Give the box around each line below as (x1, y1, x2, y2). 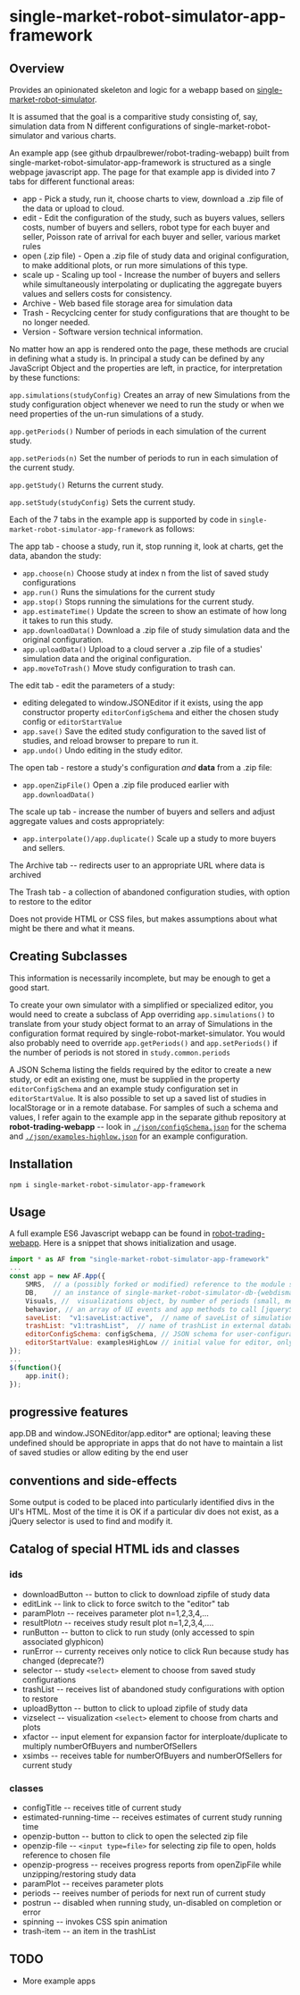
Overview (9, 61, 65, 76)
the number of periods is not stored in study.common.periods (9, 1047, 230, 1057)
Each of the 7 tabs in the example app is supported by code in (9, 514, 237, 525)
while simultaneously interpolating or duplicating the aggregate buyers (21, 279, 283, 290)
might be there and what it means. (9, 923, 136, 933)
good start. (9, 981, 50, 993)
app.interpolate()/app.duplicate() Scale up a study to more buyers (21, 833, 277, 844)
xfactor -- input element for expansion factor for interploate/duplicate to (21, 1731, 288, 1742)
